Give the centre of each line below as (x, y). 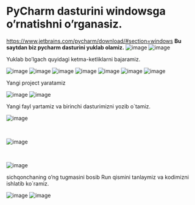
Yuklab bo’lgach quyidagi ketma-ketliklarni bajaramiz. (73, 59)
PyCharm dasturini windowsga (86, 11)
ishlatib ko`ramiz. (28, 183)
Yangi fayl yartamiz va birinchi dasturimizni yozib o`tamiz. (79, 106)
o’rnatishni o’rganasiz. (64, 24)
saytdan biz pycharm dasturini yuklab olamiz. (66, 47)
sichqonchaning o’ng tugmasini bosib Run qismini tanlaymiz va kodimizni (97, 177)
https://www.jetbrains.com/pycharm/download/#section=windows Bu (94, 41)
